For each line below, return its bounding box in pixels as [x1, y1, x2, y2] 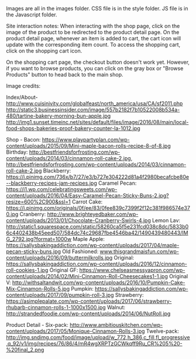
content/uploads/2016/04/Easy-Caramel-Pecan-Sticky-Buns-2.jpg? [6, 192, 169, 199]
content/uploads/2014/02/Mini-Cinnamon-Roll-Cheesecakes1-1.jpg [6, 273, 169, 279]
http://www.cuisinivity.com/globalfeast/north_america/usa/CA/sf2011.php [6, 100, 183, 107]
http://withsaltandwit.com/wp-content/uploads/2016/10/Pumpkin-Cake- [12, 279, 185, 286]
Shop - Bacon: [6, 136, 41, 143]
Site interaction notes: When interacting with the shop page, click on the [6, 23, 180, 29]
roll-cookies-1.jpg [6, 267, 49, 274]
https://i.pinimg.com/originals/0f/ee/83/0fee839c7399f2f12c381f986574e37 [6, 205, 190, 211]
